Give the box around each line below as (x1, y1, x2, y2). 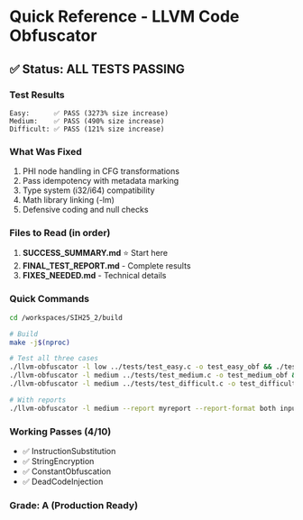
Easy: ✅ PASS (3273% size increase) (9, 108, 170, 118)
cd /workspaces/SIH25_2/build (9, 313, 124, 322)
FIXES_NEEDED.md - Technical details (22, 270, 167, 281)
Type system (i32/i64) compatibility (22, 185, 155, 196)
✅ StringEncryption (22, 455, 95, 466)
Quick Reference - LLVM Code (9, 6, 240, 27)
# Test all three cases (9, 354, 99, 363)
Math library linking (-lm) (22, 195, 115, 205)
